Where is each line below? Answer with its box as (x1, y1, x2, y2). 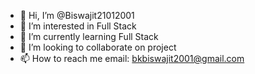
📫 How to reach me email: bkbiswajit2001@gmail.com (19, 53, 245, 64)
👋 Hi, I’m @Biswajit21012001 (19, 10, 135, 21)
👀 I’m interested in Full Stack (19, 20, 137, 32)
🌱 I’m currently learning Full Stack (19, 31, 159, 42)
